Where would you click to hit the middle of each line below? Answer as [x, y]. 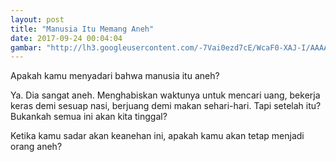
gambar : [26, 47]
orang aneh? [36, 147]
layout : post [37, 19]
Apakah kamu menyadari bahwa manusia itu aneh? [115, 76]
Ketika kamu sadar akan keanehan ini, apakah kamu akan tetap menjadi [157, 136]
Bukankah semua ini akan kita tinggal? [89, 117]
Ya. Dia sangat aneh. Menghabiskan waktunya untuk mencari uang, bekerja [165, 95]
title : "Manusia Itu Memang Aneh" [82, 29]
